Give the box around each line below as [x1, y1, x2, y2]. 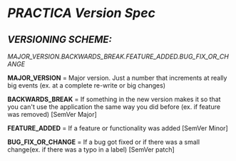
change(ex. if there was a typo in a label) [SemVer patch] [7, 145, 175, 154]
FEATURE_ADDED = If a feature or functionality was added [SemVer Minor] [7, 124, 228, 133]
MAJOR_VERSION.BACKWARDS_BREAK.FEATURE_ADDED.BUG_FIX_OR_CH [7, 52, 230, 61]
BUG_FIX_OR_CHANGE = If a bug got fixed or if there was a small [7, 137, 200, 146]
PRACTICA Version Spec [7, 5, 155, 21]
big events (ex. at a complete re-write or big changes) [7, 81, 166, 90]
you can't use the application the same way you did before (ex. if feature [7, 103, 221, 111]
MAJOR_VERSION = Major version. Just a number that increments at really [7, 73, 227, 82]
